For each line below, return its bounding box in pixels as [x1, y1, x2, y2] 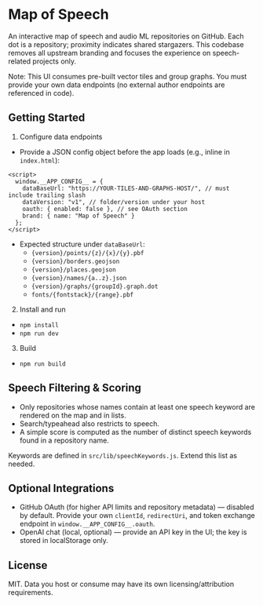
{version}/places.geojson [31, 265, 116, 274]
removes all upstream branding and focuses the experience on [8, 48, 211, 57]
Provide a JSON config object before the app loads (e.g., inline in [19, 147, 230, 156]
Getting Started [8, 111, 86, 125]
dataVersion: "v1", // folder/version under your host [22, 198, 206, 206]
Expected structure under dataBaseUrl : [19, 239, 145, 249]
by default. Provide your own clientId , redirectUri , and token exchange [19, 511, 255, 520]
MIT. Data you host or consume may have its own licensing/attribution [8, 579, 234, 589]
